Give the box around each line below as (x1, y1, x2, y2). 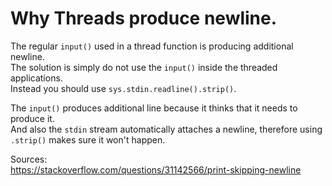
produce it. (10, 112, 55, 124)
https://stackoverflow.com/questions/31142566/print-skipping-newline (10, 163, 302, 176)
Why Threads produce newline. (10, 7, 278, 30)
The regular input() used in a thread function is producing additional (10, 40, 294, 52)
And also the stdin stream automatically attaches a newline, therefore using (10, 123, 323, 135)
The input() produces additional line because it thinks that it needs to (10, 102, 298, 114)
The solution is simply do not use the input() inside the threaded (10, 61, 278, 73)
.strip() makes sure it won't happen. (10, 133, 166, 146)
